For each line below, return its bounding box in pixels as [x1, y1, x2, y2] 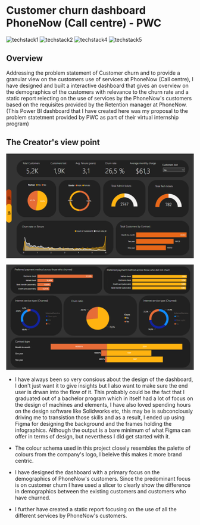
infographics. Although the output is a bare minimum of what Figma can [14, 426, 191, 434]
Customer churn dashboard [6, 4, 146, 17]
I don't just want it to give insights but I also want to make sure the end [14, 382, 188, 389]
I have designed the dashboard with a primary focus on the [14, 468, 160, 475]
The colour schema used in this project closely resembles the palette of [14, 444, 191, 452]
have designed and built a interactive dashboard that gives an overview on [6, 82, 189, 89]
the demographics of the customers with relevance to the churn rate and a [6, 88, 189, 96]
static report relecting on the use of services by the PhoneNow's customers [6, 94, 192, 102]
